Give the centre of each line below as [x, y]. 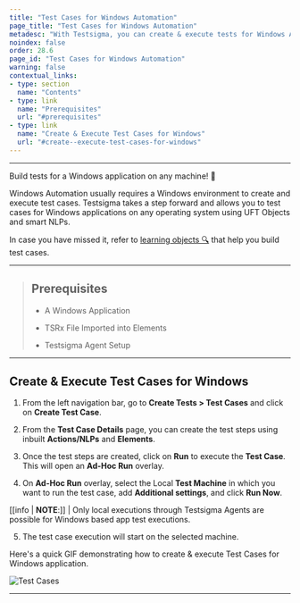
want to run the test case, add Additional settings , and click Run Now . [152, 493]
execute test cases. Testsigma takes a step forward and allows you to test [145, 203]
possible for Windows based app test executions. [100, 520]
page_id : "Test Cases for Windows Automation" [97, 59]
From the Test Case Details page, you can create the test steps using [150, 430]
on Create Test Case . [62, 413]
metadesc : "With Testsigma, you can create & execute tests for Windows [147, 34]
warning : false [37, 68]
